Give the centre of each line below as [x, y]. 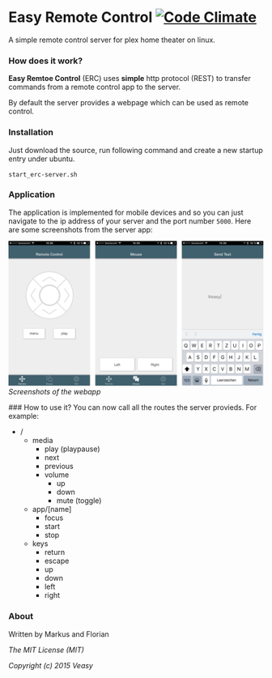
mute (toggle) [79, 501]
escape [57, 561]
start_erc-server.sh [43, 174]
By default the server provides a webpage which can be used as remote [129, 103]
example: [23, 416]
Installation [31, 132]
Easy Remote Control [81, 17]
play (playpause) [72, 449]
